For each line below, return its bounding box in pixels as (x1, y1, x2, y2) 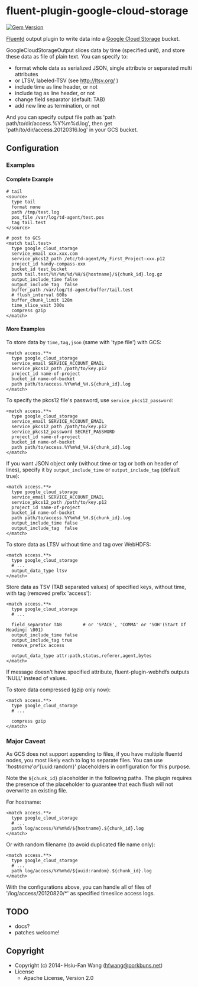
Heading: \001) (6, 627, 44, 633)
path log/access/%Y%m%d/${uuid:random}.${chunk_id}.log (11, 868, 152, 873)
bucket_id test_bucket (11, 266, 67, 273)
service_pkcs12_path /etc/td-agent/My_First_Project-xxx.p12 (11, 256, 165, 262)
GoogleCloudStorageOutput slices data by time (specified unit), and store (6, 46, 185, 54)
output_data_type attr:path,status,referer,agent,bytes (11, 652, 152, 659)
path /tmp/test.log (11, 209, 60, 215)
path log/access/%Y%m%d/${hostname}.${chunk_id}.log (11, 825, 144, 831)
